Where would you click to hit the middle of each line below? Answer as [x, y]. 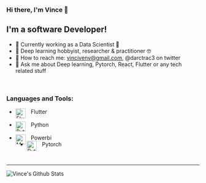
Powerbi [41, 138]
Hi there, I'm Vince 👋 [37, 10]
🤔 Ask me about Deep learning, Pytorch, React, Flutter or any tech [98, 64]
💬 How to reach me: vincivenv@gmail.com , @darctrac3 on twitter [98, 58]
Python [40, 125]
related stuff [31, 70]
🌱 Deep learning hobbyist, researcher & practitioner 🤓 [83, 51]
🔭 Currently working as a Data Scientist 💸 [67, 44]
